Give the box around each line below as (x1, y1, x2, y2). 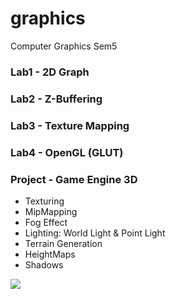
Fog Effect (24, 216, 68, 228)
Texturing (24, 195, 65, 207)
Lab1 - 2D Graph (10, 65, 90, 79)
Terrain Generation (24, 237, 103, 249)
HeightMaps (24, 248, 76, 260)
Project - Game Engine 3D (10, 172, 138, 186)
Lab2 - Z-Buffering (10, 92, 103, 106)
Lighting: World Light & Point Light (24, 227, 166, 239)
